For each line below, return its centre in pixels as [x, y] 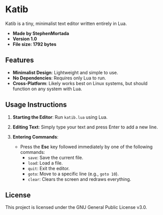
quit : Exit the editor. [49, 168]
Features [20, 60]
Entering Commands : [35, 137]
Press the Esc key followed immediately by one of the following [86, 147]
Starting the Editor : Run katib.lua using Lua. [60, 117]
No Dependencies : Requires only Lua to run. [59, 78]
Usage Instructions [36, 105]
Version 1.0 [25, 39]
